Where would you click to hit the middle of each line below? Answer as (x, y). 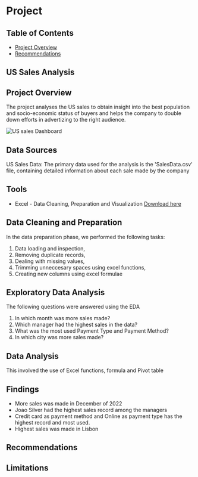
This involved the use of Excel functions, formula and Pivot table (85, 370)
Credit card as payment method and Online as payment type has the (98, 416)
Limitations (27, 468)
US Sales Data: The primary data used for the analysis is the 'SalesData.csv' (100, 165)
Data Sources (32, 150)
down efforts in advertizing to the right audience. (66, 120)
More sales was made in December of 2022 (68, 404)
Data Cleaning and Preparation (64, 223)
